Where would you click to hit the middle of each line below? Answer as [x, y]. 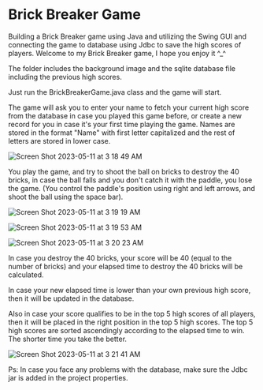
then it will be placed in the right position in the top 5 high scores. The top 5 [131, 322]
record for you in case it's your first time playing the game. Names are [122, 124]
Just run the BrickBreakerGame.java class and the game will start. [115, 92]
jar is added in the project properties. [68, 377]
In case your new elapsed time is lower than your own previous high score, [130, 290]
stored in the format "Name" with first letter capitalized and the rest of [122, 133]
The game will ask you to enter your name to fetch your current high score [129, 107]
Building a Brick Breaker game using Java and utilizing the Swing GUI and [127, 36]
